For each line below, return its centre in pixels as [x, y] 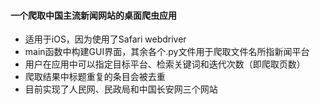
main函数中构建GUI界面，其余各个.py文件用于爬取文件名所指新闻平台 [167, 52]
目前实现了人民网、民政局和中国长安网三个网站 [121, 89]
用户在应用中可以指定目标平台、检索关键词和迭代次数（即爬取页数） [165, 64]
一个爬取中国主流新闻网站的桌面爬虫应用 [93, 15]
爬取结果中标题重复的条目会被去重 [95, 77]
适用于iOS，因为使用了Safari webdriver [105, 39]
